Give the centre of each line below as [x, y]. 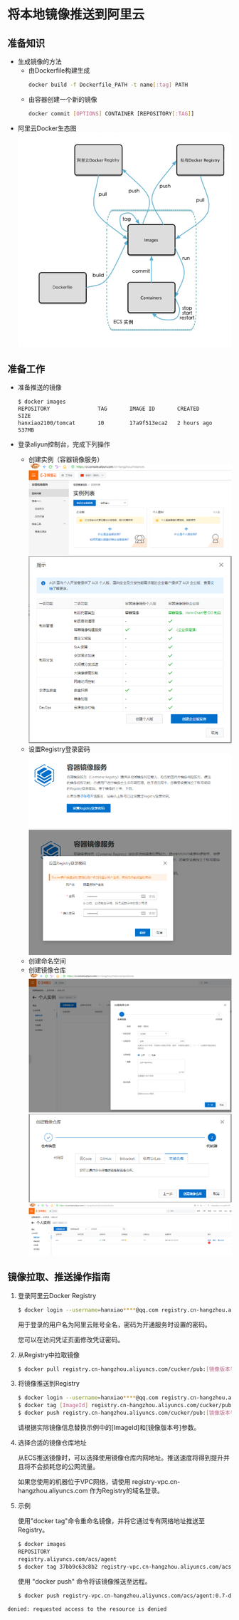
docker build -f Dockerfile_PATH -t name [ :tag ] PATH [108, 85]
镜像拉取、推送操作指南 [59, 1277]
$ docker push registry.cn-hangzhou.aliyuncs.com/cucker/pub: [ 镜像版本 [124, 1413]
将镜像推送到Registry [49, 1384]
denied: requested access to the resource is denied [87, 1609]
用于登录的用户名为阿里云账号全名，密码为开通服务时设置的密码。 [114, 1324]
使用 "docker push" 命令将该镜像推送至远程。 [84, 1581]
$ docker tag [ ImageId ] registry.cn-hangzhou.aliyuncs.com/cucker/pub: [126, 1406]
